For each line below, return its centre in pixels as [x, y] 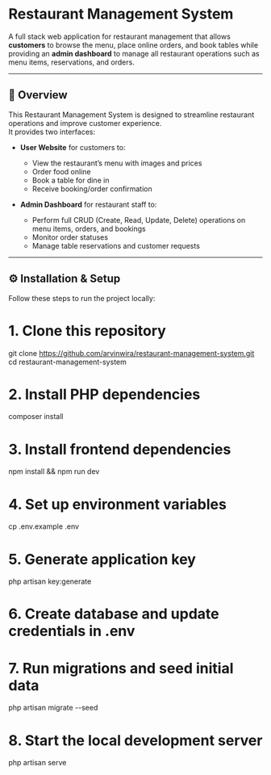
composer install [36, 417]
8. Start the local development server [135, 740]
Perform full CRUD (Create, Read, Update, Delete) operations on [139, 220]
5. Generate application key [102, 559]
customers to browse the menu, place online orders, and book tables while [133, 44]
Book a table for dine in [71, 180]
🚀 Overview [38, 95]
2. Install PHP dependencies [104, 394]
